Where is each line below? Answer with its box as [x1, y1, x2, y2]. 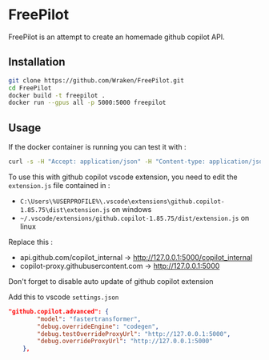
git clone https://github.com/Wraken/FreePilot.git [8, 76, 184, 85]
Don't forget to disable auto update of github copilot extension [8, 276, 214, 286]
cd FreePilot [8, 84, 52, 92]
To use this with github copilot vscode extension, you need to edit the [8, 172, 238, 182]
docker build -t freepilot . [8, 91, 106, 99]
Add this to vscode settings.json [8, 292, 119, 302]
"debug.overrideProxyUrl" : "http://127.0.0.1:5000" [37, 338, 214, 346]
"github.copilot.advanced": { [8, 307, 110, 315]
